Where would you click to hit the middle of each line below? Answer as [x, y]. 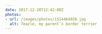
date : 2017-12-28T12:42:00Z [34, 10]
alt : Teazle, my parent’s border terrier [53, 24]
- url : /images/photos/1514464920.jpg [45, 19]
